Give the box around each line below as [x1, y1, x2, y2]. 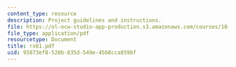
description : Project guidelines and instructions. [7, 17, 162, 24]
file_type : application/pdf [7, 29, 90, 37]
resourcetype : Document [7, 36, 77, 43]
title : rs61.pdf [7, 43, 55, 50]
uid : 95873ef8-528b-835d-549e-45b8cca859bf [7, 50, 137, 57]
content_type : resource [7, 10, 77, 17]
